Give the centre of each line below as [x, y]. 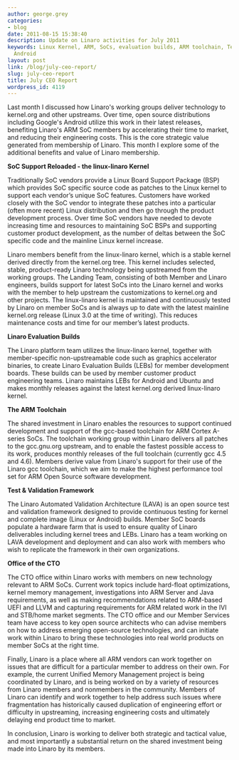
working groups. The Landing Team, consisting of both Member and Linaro [117, 277]
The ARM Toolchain [37, 410]
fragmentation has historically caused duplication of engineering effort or [115, 705]
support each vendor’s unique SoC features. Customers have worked [109, 195]
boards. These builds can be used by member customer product [102, 373]
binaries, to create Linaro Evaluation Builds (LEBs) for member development [118, 366]
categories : [25, 21]
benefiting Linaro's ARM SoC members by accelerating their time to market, [118, 130]
